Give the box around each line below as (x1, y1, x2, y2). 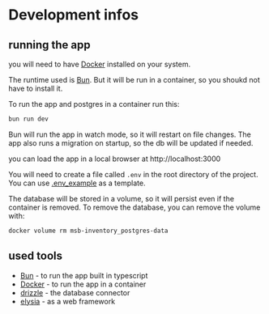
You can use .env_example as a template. (8, 178, 146, 188)
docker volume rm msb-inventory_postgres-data (8, 227, 169, 235)
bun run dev (8, 115, 49, 123)
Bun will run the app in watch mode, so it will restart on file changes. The (8, 129, 251, 139)
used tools (8, 249, 63, 263)
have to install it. (8, 83, 63, 93)
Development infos (8, 6, 139, 24)
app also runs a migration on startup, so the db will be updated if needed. (8, 138, 254, 147)
